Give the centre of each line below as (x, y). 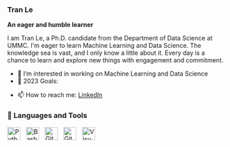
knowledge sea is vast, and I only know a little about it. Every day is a (106, 53)
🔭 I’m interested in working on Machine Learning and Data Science (113, 73)
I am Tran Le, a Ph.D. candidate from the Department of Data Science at (110, 38)
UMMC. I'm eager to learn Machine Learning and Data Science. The (104, 46)
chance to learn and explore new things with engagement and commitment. (115, 60)
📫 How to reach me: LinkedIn (60, 95)
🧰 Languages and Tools (47, 116)
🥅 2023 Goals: (38, 81)
